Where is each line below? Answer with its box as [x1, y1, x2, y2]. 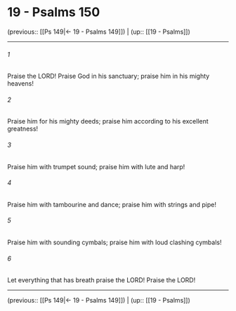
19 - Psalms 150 [7, 4, 100, 20]
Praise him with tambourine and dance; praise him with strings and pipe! [7, 200, 216, 209]
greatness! [7, 124, 39, 133]
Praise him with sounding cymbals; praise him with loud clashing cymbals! [7, 238, 222, 246]
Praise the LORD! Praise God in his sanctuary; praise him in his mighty [7, 72, 210, 81]
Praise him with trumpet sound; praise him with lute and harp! [7, 162, 185, 171]
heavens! [7, 79, 34, 88]
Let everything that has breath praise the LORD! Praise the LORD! [7, 276, 196, 284]
